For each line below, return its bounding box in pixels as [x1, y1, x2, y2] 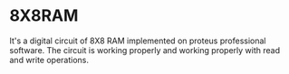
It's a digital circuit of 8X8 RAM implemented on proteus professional [9, 35, 266, 46]
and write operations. [9, 54, 89, 65]
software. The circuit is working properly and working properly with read [9, 44, 281, 55]
